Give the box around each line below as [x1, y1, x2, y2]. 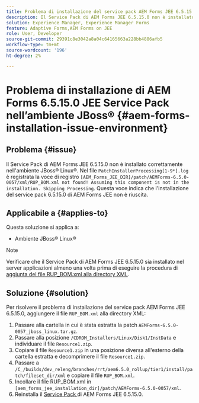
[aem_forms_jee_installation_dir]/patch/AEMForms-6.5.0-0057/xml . [14, 385, 181, 392]
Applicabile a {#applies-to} [6, 208, 108, 218]
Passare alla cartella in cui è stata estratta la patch [14, 321, 137, 329]
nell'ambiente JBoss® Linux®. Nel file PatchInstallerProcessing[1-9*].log [6, 167, 189, 174]
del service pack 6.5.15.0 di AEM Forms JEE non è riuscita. [6, 191, 149, 198]
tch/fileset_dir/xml [14, 373, 66, 379]
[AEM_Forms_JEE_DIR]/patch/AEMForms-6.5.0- [80, 174, 190, 180]
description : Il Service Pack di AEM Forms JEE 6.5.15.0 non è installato [6, 14, 195, 20]
